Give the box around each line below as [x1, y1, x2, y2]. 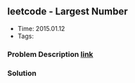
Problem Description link [7, 49, 94, 59]
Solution [7, 68, 37, 78]
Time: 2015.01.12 [17, 24, 65, 32]
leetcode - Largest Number [7, 6, 128, 18]
